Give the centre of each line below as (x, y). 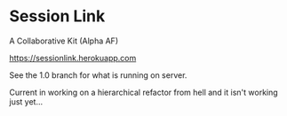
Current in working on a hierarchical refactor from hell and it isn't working (143, 92)
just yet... (26, 101)
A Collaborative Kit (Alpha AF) (64, 41)
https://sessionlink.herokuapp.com (73, 58)
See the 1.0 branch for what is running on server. (98, 75)
